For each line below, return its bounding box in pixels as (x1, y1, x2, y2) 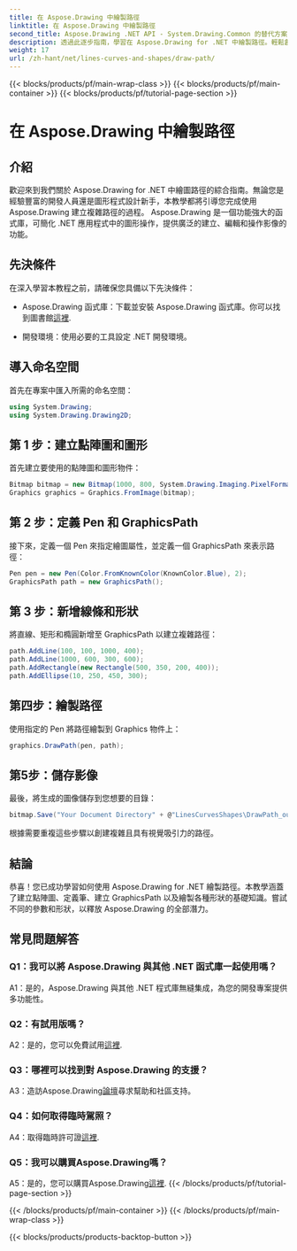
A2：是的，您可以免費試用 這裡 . (9, 1039, 123, 1050)
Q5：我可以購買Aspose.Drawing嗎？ (9, 1156, 168, 1169)
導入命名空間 (9, 359, 80, 375)
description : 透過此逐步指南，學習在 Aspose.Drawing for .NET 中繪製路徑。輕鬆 (9, 37, 285, 47)
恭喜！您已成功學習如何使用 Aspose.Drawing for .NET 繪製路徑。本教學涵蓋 (9, 882, 285, 892)
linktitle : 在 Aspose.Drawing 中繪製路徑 (9, 21, 156, 30)
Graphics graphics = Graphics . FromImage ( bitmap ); (9, 489, 196, 498)
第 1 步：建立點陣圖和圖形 (9, 437, 148, 452)
